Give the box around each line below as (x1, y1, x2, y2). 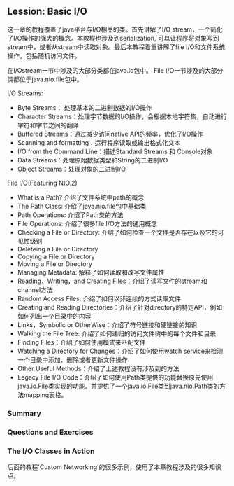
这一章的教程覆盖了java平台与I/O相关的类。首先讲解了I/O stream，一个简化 (7, 25, 224, 34)
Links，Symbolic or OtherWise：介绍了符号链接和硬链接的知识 (17, 320, 198, 328)
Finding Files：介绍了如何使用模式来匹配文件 (17, 338, 147, 346)
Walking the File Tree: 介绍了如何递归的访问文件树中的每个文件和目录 (17, 329, 217, 338)
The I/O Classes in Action (7, 446, 95, 456)
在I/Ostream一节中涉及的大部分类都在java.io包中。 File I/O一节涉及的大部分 (7, 66, 224, 74)
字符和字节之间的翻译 (17, 120, 79, 129)
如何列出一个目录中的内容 (17, 312, 92, 320)
